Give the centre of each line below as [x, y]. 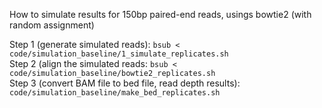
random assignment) [52, 25]
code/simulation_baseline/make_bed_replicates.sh [115, 93]
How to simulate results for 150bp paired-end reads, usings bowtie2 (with [160, 14]
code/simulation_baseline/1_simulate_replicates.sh [119, 54]
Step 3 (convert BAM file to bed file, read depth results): [125, 83]
